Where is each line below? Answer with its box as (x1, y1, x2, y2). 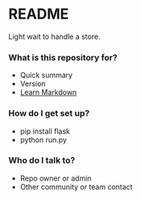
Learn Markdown (19, 87, 77, 97)
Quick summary (19, 70, 73, 80)
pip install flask (19, 126, 71, 136)
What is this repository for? (8, 52, 118, 63)
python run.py (19, 134, 67, 144)
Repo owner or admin (19, 173, 92, 183)
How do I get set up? (8, 108, 90, 119)
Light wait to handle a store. (8, 32, 101, 41)
